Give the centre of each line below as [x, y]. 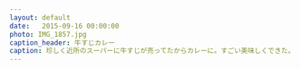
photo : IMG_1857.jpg [48, 34]
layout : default [40, 17]
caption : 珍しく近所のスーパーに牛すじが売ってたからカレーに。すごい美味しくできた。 [152, 51]
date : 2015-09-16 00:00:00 [64, 26]
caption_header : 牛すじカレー [62, 43]
